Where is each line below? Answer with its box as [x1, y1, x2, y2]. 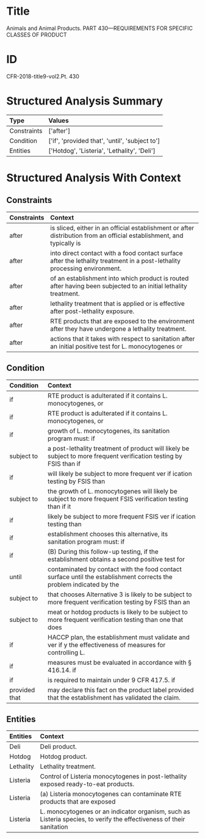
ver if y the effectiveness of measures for [48, 640, 166, 649]
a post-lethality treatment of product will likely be [48, 444, 190, 453]
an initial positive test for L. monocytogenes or [50, 342, 183, 350]
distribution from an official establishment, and [50, 231, 184, 240]
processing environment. [50, 264, 122, 273]
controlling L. [48, 648, 85, 657]
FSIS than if [48, 459, 81, 468]
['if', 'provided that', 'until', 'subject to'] [48, 136, 160, 145]
